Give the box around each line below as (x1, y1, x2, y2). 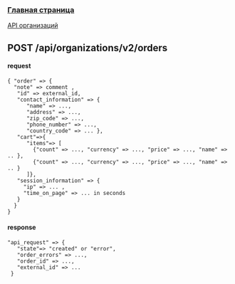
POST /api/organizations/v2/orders (7, 41, 168, 54)
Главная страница (7, 5, 75, 15)
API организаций (7, 21, 58, 30)
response (7, 223, 36, 232)
